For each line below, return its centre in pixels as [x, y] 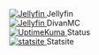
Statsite [60, 41]
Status [79, 32]
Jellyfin [60, 14]
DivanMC [64, 23]
